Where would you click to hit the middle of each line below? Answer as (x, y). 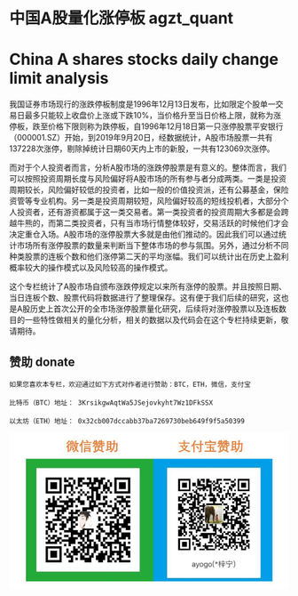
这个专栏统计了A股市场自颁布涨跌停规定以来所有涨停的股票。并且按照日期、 (148, 286)
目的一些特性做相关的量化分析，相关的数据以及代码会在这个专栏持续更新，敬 (149, 320)
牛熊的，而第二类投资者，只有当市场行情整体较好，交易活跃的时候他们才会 (153, 223)
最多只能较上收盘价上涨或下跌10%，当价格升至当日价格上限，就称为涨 (153, 116)
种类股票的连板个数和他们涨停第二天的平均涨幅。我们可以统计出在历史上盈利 (149, 257)
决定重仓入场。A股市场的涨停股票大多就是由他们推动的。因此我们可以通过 (144, 234)
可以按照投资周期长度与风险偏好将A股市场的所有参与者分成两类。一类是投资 (148, 179)
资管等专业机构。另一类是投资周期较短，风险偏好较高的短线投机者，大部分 (145, 201)
